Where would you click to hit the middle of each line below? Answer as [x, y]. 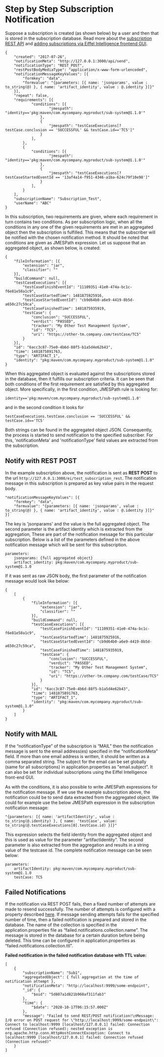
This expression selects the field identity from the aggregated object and [78, 834]
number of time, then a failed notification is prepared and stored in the [76, 920]
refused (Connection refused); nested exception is [59, 1029]
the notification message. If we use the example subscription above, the [78, 792]
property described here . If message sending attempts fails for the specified [82, 914]
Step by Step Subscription [59, 9]
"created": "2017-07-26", [40, 57]
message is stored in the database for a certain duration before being [75, 936]
